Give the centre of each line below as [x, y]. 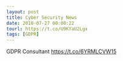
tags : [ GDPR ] [23, 34]
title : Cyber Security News [42, 18]
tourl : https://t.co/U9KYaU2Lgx [47, 29]
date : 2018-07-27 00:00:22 [40, 23]
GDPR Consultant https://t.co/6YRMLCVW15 [62, 51]
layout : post [23, 12]
